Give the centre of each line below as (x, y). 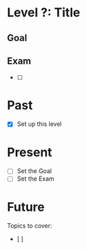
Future (26, 207)
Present (30, 152)
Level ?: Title (43, 13)
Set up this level (39, 124)
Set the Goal (34, 171)
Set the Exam (35, 179)
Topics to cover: (30, 226)
